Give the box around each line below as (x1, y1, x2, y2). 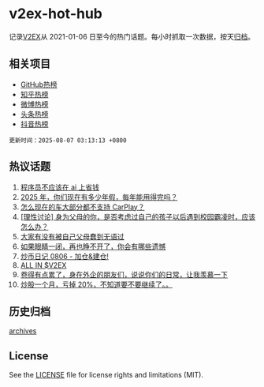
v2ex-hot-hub (9, 5, 103, 23)
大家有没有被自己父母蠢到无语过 (20, 231, 125, 241)
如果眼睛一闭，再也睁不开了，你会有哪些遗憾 (20, 242, 166, 251)
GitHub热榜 (20, 80, 58, 89)
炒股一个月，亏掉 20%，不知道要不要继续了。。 (20, 280, 173, 289)
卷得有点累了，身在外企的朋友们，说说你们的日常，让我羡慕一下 (20, 269, 228, 279)
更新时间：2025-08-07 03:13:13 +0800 (9, 136, 127, 145)
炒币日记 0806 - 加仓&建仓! (20, 251, 110, 261)
